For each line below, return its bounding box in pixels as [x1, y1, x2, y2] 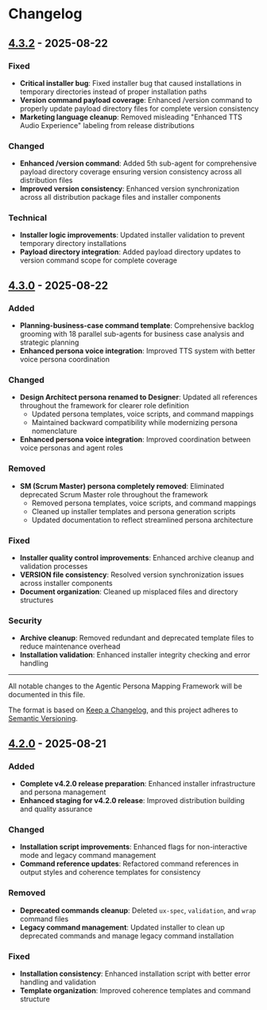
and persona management [19, 787, 106, 797]
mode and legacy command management [19, 851, 157, 860]
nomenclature [31, 427, 78, 436]
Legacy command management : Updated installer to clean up [19, 922, 225, 932]
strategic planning [19, 337, 79, 347]
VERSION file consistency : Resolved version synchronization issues [19, 570, 245, 579]
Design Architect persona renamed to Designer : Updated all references [19, 392, 258, 402]
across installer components [19, 579, 113, 588]
